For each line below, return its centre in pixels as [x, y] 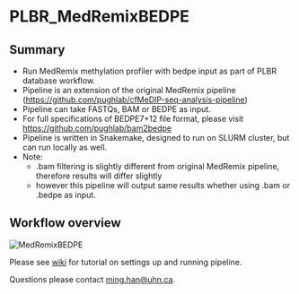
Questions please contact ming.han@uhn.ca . [92, 279]
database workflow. [59, 81]
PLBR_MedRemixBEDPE [100, 17]
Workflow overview [65, 223]
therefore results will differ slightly [99, 176]
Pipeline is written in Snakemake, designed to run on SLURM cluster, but [156, 138]
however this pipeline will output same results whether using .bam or [163, 185]
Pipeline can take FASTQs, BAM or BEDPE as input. [116, 109]
